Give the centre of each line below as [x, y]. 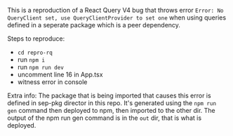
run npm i [31, 60]
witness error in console [52, 82]
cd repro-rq [35, 53]
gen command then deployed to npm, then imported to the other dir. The [111, 110]
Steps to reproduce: [36, 39]
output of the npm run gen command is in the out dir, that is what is [105, 118]
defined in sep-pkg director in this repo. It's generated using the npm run [112, 103]
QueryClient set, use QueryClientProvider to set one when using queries [117, 18]
